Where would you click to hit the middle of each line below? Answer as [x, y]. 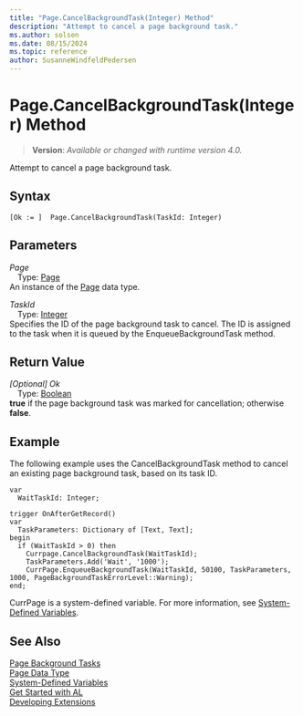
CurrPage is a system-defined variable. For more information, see [133, 603]
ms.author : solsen [44, 35]
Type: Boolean [45, 394]
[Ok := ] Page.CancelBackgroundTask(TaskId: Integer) [116, 217]
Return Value [47, 362]
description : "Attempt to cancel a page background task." [124, 26]
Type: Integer [43, 314]
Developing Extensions [52, 702]
